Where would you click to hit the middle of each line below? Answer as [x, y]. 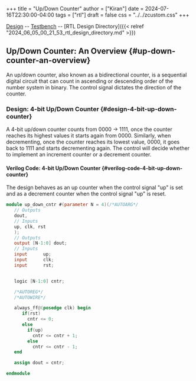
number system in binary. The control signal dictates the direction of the [94, 87]
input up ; [32, 254]
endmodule [18, 374]
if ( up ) [35, 330]
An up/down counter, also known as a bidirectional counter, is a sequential [97, 75]
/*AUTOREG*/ [29, 292]
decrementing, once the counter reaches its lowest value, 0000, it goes [93, 142]
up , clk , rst [30, 227]
